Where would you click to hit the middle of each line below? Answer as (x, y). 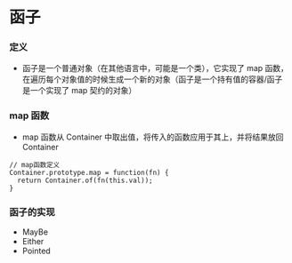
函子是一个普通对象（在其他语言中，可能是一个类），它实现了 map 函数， (155, 68)
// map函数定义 (35, 164)
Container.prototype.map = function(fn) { (89, 172)
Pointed (36, 251)
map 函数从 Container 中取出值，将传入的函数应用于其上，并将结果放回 (153, 137)
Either (33, 242)
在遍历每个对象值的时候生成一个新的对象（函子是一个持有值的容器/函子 (152, 79)
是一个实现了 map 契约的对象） (79, 91)
